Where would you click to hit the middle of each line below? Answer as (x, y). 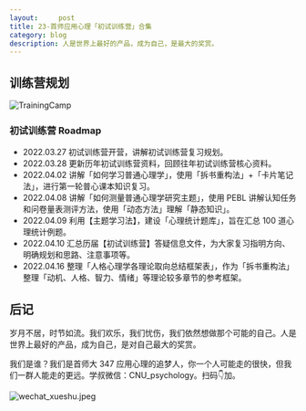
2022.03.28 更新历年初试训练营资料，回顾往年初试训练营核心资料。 (149, 163)
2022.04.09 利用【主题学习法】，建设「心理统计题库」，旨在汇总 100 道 (154, 221)
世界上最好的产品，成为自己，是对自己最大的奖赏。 (105, 344)
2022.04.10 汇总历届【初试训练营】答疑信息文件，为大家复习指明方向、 (156, 244)
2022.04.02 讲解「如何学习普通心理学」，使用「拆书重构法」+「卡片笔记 (158, 175)
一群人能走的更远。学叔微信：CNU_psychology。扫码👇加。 (129, 375)
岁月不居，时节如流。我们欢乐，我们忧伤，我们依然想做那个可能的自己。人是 (153, 333)
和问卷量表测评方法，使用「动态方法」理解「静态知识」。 (128, 209)
